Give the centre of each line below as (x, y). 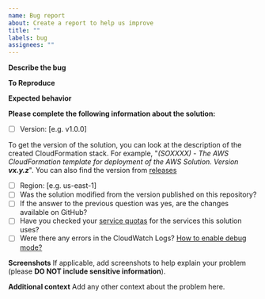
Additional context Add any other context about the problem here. (117, 286)
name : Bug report (37, 15)
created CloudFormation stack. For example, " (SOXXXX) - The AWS (119, 153)
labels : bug (28, 38)
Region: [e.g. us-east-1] (58, 186)
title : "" (25, 30)
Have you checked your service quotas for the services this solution (131, 221)
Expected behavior (40, 98)
